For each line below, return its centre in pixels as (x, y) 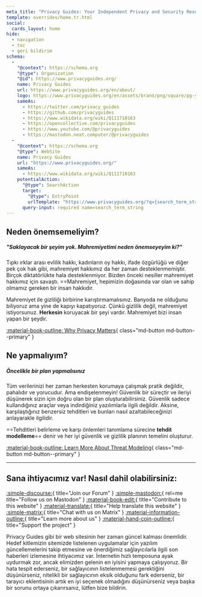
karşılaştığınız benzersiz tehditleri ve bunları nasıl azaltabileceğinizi (89, 411)
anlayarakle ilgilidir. (30, 418)
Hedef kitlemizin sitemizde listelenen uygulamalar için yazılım (82, 543)
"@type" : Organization (45, 73)
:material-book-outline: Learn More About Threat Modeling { (80, 447)
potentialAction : (39, 180)
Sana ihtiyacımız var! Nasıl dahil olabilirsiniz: (92, 479)
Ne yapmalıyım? (37, 356)
